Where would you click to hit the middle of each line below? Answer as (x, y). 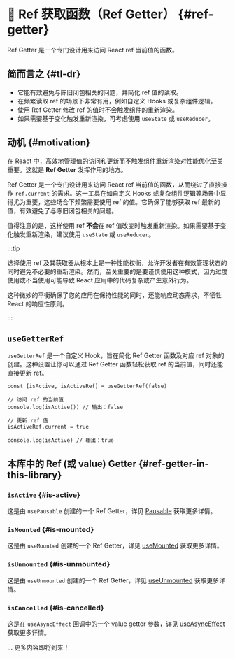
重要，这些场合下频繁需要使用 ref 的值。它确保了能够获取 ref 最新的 (123, 202)
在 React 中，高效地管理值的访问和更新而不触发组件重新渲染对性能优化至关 (115, 161)
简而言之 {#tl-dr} (44, 74)
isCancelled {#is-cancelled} (56, 608)
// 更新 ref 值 (28, 421)
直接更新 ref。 (28, 373)
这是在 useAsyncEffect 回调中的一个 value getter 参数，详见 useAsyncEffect (116, 624)
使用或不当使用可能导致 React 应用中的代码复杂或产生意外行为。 (100, 280)
